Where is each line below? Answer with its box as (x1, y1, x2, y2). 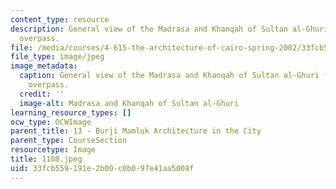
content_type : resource (10, 14, 110, 25)
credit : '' (19, 89, 65, 99)
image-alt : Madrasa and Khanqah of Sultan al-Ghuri (19, 98, 240, 108)
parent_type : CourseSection (10, 136, 128, 146)
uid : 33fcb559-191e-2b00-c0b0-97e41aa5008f (10, 163, 195, 173)
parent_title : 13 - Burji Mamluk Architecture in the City (10, 126, 262, 136)
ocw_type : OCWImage (10, 117, 92, 127)
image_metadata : (10, 61, 78, 71)
